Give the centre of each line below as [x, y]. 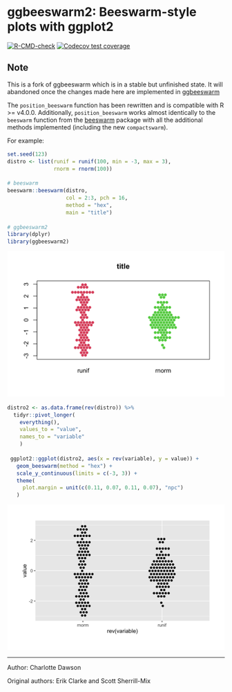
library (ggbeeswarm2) [38, 242]
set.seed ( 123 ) [28, 154]
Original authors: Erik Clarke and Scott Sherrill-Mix [79, 681]
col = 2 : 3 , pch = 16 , [97, 198]
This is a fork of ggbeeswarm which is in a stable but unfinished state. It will [115, 84]
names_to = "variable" [52, 437]
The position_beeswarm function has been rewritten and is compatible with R [116, 105]
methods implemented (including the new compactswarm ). [87, 127]
